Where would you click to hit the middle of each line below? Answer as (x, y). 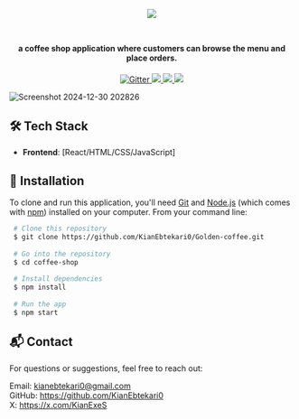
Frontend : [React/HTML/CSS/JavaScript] (99, 153)
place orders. (152, 58)
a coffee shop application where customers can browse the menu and (152, 48)
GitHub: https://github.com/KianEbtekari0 (87, 395)
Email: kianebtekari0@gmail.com (70, 386)
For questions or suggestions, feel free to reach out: (106, 368)
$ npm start (36, 312)
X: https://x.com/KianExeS (58, 405)
